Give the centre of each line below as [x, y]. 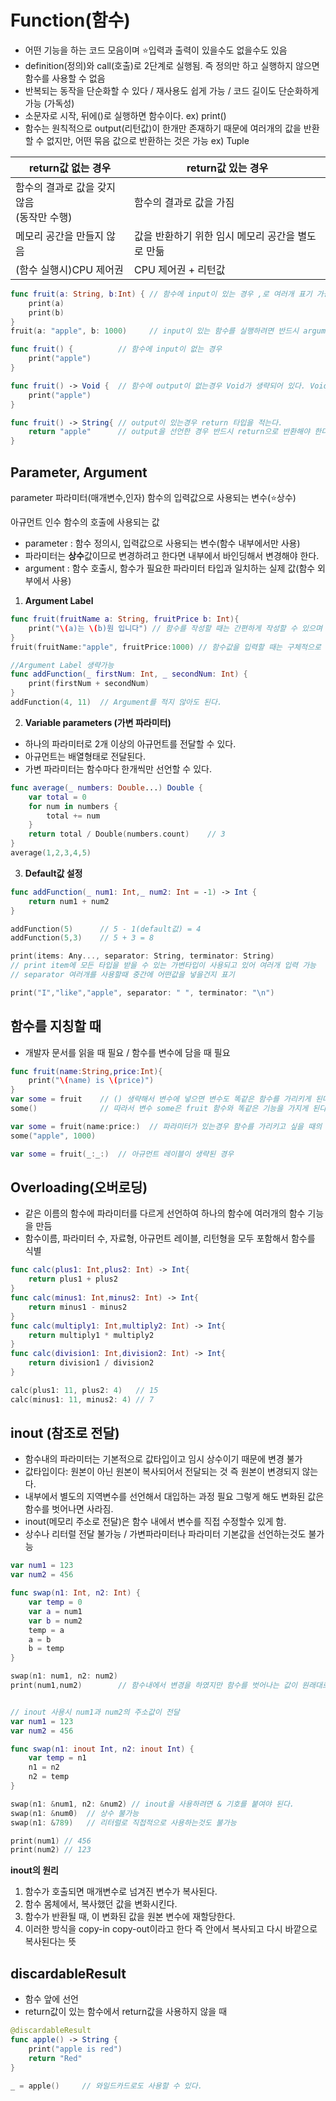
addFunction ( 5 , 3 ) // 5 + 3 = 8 [82, 938]
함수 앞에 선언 [51, 1999]
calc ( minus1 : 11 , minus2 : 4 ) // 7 [82, 1399]
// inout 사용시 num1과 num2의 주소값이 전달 [95, 1712]
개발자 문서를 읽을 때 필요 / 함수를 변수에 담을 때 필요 [127, 1052]
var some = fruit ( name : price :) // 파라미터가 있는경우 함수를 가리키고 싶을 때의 [166, 1126]
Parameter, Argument [79, 472]
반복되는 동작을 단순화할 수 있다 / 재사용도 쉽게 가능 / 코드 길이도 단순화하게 [172, 90]
